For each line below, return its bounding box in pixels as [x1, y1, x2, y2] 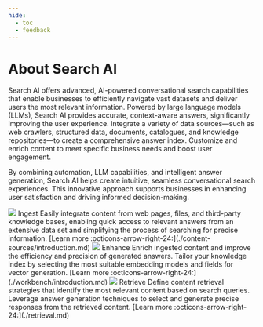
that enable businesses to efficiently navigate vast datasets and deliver [8, 94, 238, 104]
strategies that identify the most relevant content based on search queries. [8, 285, 250, 295]
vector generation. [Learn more [8, 268, 110, 278]
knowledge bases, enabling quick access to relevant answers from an [8, 217, 234, 227]
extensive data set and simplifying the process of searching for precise [8, 225, 238, 235]
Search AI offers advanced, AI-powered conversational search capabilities [8, 85, 249, 95]
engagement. [8, 152, 51, 162]
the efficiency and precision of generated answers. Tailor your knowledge [8, 252, 247, 261]
